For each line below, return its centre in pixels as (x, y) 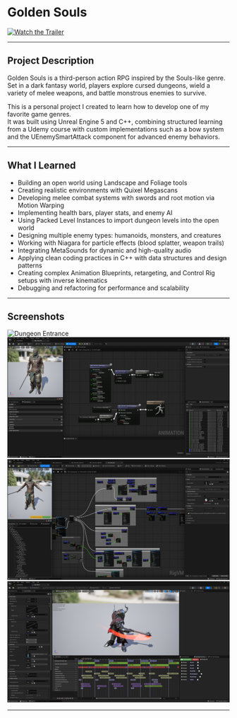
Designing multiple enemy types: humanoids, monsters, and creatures (119, 235)
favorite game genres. (39, 114)
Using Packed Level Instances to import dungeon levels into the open (118, 220)
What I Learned (42, 166)
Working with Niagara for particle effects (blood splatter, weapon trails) (121, 243)
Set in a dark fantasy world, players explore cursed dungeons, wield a (109, 85)
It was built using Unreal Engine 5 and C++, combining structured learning (115, 122)
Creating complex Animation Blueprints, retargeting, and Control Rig (116, 272)
